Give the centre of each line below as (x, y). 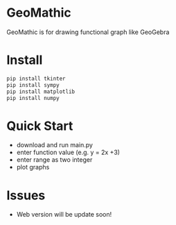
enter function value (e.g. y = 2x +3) (68, 152)
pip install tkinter (36, 78)
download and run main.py (54, 145)
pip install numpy (33, 98)
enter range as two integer (54, 160)
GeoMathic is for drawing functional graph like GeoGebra (88, 32)
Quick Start (40, 126)
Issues (26, 195)
